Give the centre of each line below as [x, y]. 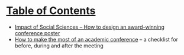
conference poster [37, 33]
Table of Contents [51, 11]
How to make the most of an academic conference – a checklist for [96, 39]
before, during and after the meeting [59, 46]
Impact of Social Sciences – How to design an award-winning [89, 27]
